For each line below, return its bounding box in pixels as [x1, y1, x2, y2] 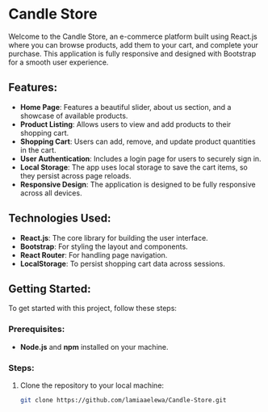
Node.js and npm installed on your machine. [19, 342, 169, 351]
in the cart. [19, 145, 57, 154]
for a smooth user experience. [8, 57, 109, 67]
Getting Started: [8, 282, 91, 296]
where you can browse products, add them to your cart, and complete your [8, 40, 258, 49]
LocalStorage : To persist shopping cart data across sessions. [19, 259, 226, 268]
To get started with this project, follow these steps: [8, 304, 178, 313]
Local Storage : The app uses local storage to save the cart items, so [19, 162, 249, 172]
